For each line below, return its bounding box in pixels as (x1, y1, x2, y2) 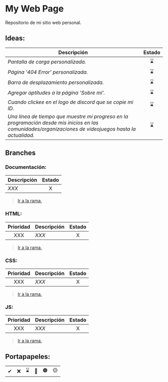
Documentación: (5, 163, 46, 170)
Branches (5, 148, 36, 157)
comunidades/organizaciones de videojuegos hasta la (7, 125, 136, 132)
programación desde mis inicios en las (7, 119, 98, 126)
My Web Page (5, 3, 64, 14)
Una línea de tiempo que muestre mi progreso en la (7, 113, 128, 120)
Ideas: (5, 34, 25, 42)
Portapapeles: (5, 352, 50, 360)
